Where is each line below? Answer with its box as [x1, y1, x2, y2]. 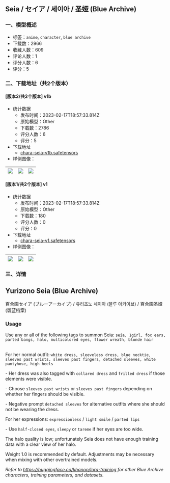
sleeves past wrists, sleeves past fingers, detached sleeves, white [5, 357, 156, 362]
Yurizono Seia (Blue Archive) [5, 287, 98, 296]
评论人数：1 [12, 53, 37, 59]
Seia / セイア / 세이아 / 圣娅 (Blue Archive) [5, 5, 136, 14]
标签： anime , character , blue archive [12, 34, 91, 40]
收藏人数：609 [12, 46, 44, 52]
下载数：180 [20, 213, 46, 219]
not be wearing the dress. [5, 407, 60, 413]
